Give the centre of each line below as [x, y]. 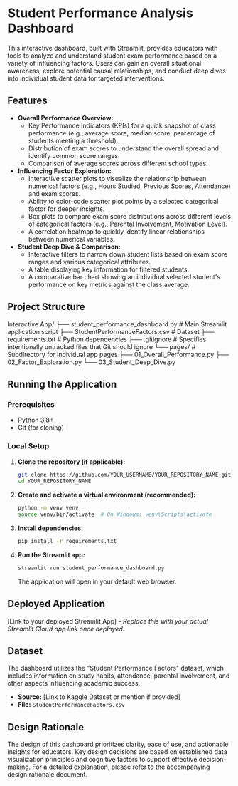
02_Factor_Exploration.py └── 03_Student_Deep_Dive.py [92, 362]
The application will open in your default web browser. [97, 581]
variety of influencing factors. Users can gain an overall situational [104, 63]
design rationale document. [47, 775]
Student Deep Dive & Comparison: [69, 247]
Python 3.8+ [36, 420]
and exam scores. [54, 193]
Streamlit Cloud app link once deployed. [66, 629]
